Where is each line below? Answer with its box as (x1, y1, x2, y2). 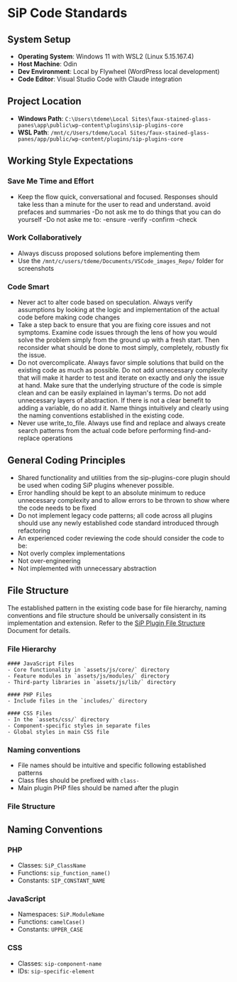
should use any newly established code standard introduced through (17, 518, 219, 527)
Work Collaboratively (7, 233, 82, 242)
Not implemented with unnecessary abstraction (17, 564, 157, 572)
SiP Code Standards (7, 5, 128, 21)
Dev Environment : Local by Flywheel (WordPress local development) (17, 68, 220, 75)
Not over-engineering (17, 556, 81, 565)
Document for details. (7, 626, 71, 634)
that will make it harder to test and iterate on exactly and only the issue (17, 373, 225, 382)
